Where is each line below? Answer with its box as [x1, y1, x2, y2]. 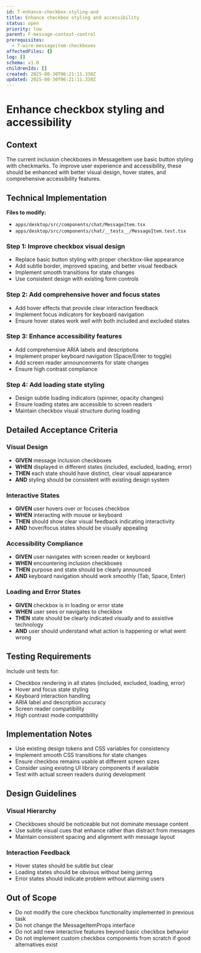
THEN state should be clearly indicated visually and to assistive [15, 614, 174, 622]
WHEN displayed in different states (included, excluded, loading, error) [15, 463, 192, 470]
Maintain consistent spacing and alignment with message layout [15, 833, 176, 841]
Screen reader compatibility [15, 705, 85, 712]
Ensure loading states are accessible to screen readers [15, 401, 153, 408]
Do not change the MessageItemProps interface [15, 921, 135, 929]
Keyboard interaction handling [15, 692, 91, 699]
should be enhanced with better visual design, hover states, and [6, 169, 166, 176]
